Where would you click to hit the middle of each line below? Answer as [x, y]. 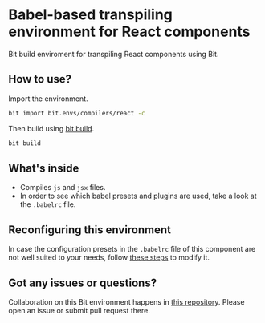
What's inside [44, 168]
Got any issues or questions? [83, 283]
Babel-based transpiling [90, 15]
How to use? [40, 79]
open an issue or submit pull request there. [79, 310]
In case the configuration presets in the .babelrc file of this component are [132, 249]
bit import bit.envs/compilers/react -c [77, 113]
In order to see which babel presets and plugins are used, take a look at [138, 196]
